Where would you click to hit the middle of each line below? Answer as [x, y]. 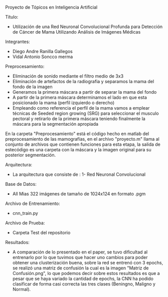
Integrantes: [18, 42]
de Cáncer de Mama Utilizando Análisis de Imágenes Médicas [76, 32]
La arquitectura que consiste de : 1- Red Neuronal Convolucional [79, 174]
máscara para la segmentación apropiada [55, 124]
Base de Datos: [21, 184]
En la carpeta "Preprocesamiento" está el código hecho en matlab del [77, 134]
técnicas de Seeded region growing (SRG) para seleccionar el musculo [86, 113]
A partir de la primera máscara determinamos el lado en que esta [79, 97]
